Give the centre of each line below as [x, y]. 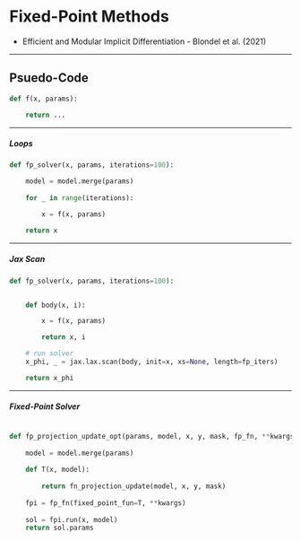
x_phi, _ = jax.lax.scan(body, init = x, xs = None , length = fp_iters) [152, 362]
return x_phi [50, 378]
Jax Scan [27, 259]
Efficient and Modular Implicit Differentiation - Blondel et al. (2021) [144, 41]
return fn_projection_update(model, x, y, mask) [134, 486]
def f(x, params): [43, 99]
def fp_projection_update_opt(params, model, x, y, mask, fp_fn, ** [140, 436]
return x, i [64, 337]
